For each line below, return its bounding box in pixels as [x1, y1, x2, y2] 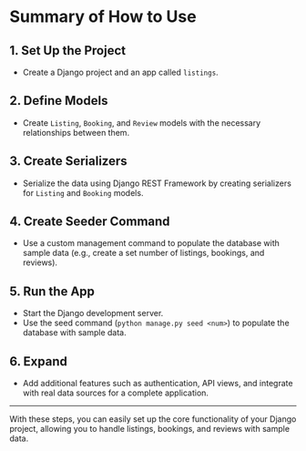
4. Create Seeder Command [9, 214, 170, 230]
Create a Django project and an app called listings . [22, 67, 219, 77]
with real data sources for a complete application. [22, 387, 209, 398]
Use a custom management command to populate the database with [22, 238, 280, 249]
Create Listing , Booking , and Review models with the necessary [22, 117, 261, 128]
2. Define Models [9, 93, 108, 108]
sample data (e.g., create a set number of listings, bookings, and [22, 248, 265, 259]
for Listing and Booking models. [22, 187, 144, 198]
